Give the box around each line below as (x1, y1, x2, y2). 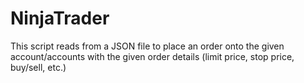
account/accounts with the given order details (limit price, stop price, (10, 50, 295, 62)
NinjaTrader (10, 7, 110, 30)
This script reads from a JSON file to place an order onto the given (10, 40, 285, 52)
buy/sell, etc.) (10, 61, 67, 73)
